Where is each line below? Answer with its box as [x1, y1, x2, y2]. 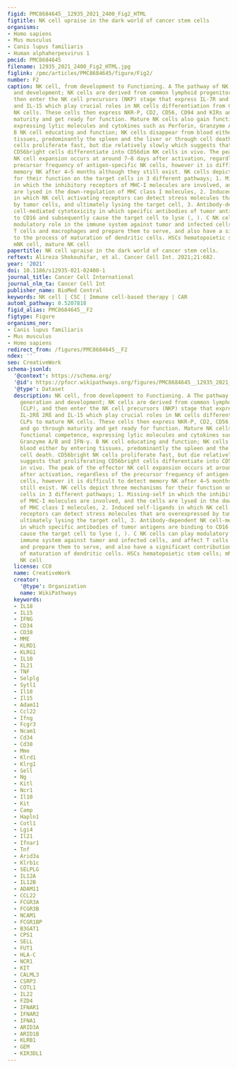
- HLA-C [13, 951, 37, 958]
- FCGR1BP [13, 918, 42, 926]
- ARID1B [13, 1030, 39, 1038]
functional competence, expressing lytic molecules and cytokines [20, 431, 219, 439]
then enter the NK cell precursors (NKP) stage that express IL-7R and [13, 96, 229, 103]
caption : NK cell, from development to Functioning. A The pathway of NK [7, 83, 229, 90]
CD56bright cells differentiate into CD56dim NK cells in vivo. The [13, 149, 219, 156]
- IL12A [13, 872, 37, 880]
